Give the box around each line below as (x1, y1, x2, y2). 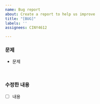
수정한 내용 (5, 82, 30, 88)
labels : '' (5, 21, 27, 26)
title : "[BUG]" (5, 16, 36, 21)
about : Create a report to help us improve (5, 12, 96, 17)
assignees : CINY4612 (5, 25, 48, 30)
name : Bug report (5, 7, 41, 12)
